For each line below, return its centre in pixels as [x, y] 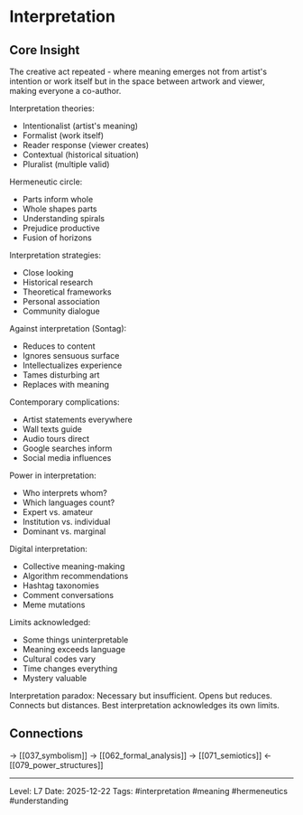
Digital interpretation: [49, 549]
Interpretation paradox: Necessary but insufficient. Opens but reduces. [141, 696]
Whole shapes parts [60, 209]
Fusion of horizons [57, 238]
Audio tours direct [56, 439]
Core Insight [45, 50]
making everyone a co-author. [65, 91]
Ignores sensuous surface [71, 356]
